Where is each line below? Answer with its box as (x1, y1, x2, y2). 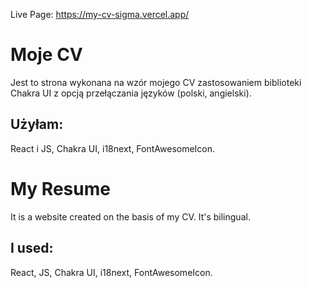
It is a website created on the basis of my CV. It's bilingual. (10, 210, 251, 223)
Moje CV (10, 44, 83, 66)
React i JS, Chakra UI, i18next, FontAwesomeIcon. (10, 142, 216, 154)
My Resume (10, 177, 111, 200)
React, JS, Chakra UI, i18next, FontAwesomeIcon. (10, 266, 213, 278)
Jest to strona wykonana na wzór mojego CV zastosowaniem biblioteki (10, 76, 302, 88)
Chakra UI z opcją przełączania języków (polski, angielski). (10, 87, 252, 99)
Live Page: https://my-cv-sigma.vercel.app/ (10, 9, 190, 20)
